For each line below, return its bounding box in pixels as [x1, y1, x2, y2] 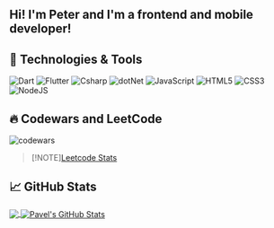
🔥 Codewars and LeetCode [9, 111, 163, 127]
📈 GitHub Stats [9, 180, 97, 195]
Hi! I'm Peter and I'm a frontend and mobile [9, 7, 254, 22]
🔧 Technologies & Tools [9, 51, 143, 66]
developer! [9, 22, 72, 37]
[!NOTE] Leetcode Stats [31, 153, 118, 163]
